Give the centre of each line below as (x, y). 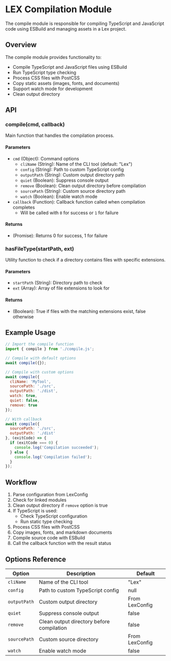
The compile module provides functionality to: (53, 57)
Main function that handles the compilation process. (60, 135)
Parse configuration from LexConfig (50, 495)
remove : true (24, 405)
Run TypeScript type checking (44, 72)
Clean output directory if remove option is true (60, 505)
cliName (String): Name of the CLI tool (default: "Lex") (76, 164)
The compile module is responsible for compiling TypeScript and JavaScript (85, 23)
